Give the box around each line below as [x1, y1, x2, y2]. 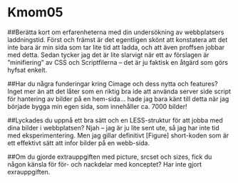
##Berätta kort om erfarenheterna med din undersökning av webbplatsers [7, 28, 224, 36]
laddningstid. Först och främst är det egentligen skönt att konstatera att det [7, 35, 228, 43]
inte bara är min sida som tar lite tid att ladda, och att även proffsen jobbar [7, 43, 225, 51]
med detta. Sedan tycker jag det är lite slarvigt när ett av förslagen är [7, 51, 209, 59]
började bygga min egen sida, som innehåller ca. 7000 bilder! [7, 102, 187, 110]
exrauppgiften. [7, 167, 51, 176]
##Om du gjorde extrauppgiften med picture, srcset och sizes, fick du [7, 152, 212, 161]
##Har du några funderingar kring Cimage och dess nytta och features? [7, 79, 219, 88]
